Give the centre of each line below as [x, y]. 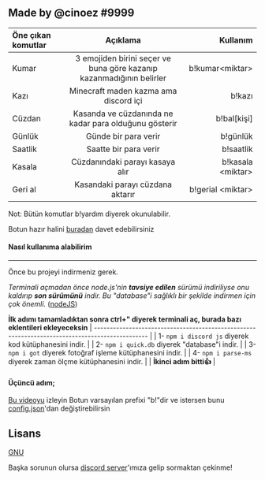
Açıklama [123, 40]
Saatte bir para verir [123, 149]
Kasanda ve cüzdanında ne [123, 113]
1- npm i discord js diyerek [203, 336]
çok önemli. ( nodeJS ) [43, 304]
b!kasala [237, 162]
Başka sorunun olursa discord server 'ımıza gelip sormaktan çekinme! [120, 467]
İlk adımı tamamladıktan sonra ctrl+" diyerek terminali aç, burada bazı [125, 319]
